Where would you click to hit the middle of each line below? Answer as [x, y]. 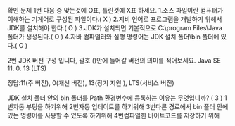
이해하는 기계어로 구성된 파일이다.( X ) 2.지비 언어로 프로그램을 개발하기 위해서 [115, 19]
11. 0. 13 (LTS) [27, 68]
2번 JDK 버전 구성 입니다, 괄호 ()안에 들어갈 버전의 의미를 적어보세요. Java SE [114, 61]
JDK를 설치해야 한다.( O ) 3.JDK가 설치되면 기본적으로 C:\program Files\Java [115, 28]
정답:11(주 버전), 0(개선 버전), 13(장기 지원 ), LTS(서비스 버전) [91, 83]
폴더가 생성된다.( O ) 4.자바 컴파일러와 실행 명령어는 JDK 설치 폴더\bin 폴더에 [113, 37]
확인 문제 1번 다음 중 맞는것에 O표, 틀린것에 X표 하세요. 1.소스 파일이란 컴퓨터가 [115, 10]
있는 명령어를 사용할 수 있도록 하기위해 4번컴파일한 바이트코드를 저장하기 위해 [114, 115]
